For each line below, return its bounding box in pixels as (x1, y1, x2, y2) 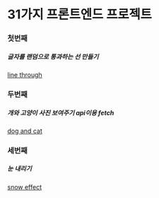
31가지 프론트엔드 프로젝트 (7, 6, 152, 23)
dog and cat (7, 127, 42, 135)
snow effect (7, 182, 42, 191)
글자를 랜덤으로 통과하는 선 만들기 (7, 52, 99, 61)
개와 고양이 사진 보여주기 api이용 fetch (7, 108, 114, 117)
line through (7, 71, 42, 79)
